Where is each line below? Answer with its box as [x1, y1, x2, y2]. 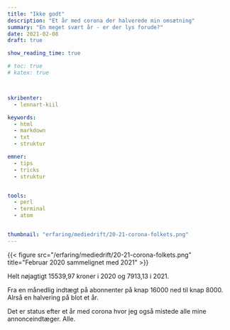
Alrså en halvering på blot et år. [7, 293, 99, 302]
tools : [7, 192, 27, 199]
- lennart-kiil [13, 101, 59, 108]
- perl [13, 198, 33, 206]
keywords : [7, 114, 37, 121]
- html [13, 120, 33, 128]
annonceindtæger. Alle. [7, 314, 76, 323]
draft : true [7, 37, 43, 44]
